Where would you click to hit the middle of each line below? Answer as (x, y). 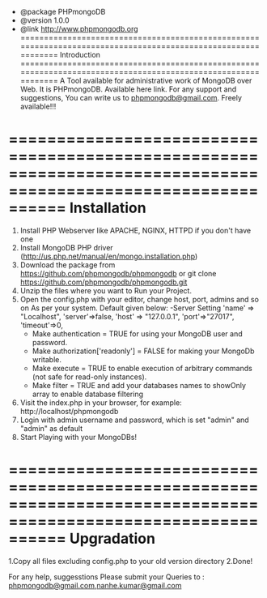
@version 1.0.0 (45, 20)
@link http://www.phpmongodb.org (79, 29)
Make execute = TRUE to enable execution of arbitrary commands (142, 368)
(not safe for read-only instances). (89, 377)
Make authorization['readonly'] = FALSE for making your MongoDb (143, 351)
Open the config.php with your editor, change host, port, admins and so (139, 299)
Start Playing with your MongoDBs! (78, 437)
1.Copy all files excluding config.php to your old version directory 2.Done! (131, 561)
